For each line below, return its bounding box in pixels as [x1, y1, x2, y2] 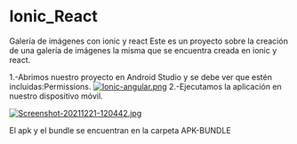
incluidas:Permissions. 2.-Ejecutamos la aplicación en [9, 81, 282, 92]
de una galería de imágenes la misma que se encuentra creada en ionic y [9, 44, 277, 55]
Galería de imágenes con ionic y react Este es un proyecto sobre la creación [9, 36, 289, 46]
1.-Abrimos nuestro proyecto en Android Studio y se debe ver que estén [9, 71, 273, 82]
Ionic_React [9, 6, 98, 27]
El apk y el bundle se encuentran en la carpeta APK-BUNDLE [9, 124, 231, 135]
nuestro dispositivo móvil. [9, 91, 104, 101]
